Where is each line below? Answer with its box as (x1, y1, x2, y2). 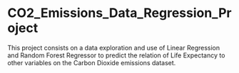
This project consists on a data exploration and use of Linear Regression (7, 43, 220, 52)
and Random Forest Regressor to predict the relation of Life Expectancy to (7, 51, 225, 60)
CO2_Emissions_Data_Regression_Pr (7, 5, 232, 21)
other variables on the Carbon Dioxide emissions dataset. (7, 58, 176, 67)
